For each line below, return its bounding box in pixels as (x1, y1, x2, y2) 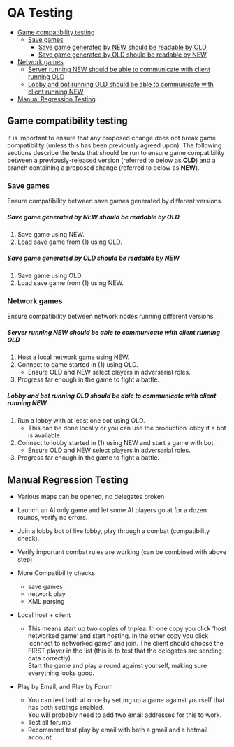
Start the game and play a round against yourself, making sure (27, 662, 207, 670)
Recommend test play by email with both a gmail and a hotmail (27, 725, 208, 734)
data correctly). (27, 654, 73, 662)
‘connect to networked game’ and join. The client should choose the (27, 639, 224, 648)
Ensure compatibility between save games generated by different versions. (7, 197, 224, 205)
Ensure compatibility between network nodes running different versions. (7, 312, 215, 321)
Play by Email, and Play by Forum (17, 683, 113, 691)
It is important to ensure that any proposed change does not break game (7, 133, 217, 142)
